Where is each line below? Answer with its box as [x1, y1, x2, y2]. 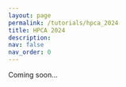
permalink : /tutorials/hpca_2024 [8, 19, 119, 27]
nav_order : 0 [8, 48, 52, 56]
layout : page [8, 11, 52, 20]
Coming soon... [8, 70, 58, 79]
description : [8, 33, 52, 42]
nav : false [8, 41, 44, 49]
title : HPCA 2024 [8, 26, 66, 34]
